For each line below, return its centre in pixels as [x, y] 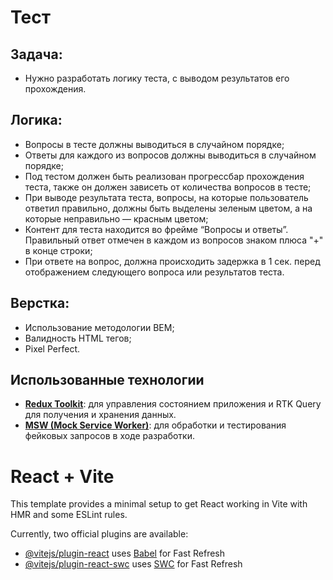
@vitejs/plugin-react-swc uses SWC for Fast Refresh [133, 564]
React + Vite [62, 476]
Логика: [36, 120]
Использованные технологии [107, 380]
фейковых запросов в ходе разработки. [109, 436]
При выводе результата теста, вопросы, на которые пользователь [166, 197]
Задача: [36, 54]
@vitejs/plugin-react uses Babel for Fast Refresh [125, 553]
